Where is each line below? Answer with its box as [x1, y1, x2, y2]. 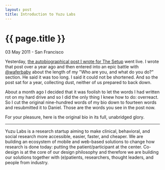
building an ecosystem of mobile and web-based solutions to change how [5, 139, 155, 145]
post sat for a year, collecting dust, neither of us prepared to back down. [5, 80, 152, 85]
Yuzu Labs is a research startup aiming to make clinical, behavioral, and [5, 128, 150, 134]
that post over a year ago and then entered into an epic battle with [5, 64, 139, 70]
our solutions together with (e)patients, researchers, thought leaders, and [5, 154, 154, 160]
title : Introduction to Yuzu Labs [5, 12, 76, 17]
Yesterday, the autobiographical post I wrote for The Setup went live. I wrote [5, 58, 159, 64]
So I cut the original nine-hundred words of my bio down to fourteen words [5, 99, 157, 106]
